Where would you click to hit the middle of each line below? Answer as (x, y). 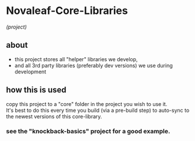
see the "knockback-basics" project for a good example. (88, 131)
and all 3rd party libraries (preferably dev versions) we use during (94, 65)
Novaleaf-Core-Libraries (67, 11)
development (30, 72)
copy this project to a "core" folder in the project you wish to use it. (87, 104)
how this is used (36, 90)
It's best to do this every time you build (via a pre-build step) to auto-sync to (98, 110)
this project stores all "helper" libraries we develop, (76, 59)
